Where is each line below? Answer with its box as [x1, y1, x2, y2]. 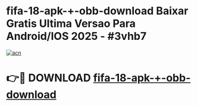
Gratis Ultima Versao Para [6, 17, 136, 30]
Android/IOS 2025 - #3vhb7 [6, 30, 147, 43]
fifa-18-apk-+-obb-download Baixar [6, 4, 189, 18]
